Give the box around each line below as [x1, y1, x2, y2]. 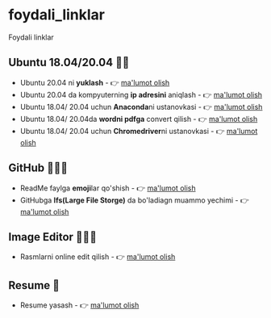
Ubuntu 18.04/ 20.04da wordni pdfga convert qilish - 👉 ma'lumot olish [19, 114, 258, 123]
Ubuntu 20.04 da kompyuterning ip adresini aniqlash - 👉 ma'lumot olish [19, 90, 263, 99]
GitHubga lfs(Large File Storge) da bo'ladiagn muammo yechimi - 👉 [19, 195, 249, 205]
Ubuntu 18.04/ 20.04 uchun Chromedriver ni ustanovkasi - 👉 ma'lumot [19, 126, 258, 136]
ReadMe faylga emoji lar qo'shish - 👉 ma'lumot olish [19, 183, 196, 193]
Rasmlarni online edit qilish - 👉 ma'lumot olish [19, 252, 176, 262]
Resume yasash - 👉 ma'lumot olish [19, 300, 140, 310]
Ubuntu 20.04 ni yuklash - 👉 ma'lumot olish [19, 77, 170, 87]
